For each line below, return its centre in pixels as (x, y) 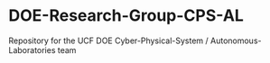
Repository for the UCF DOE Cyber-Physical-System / (108, 40)
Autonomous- (236, 40)
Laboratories (32, 49)
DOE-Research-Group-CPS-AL (126, 16)
